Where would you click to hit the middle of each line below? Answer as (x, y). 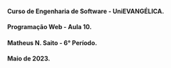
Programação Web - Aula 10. (50, 27)
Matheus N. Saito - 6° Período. (52, 42)
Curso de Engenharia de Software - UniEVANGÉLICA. (86, 11)
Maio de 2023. (29, 59)
